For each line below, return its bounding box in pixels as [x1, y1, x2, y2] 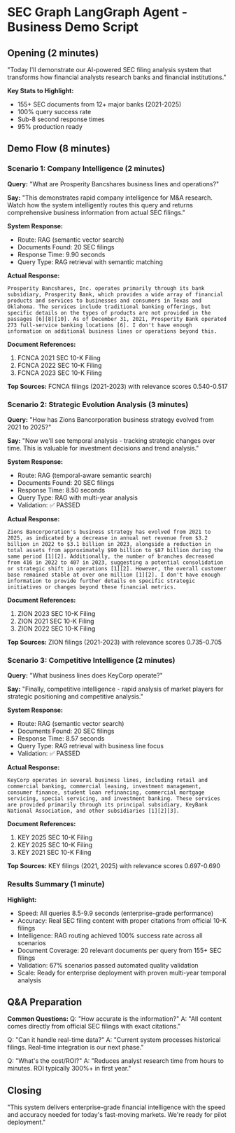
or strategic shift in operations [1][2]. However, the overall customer [7, 565, 227, 572]
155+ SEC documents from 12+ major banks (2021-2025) [17, 100, 182, 109]
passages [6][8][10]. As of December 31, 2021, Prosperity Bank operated [7, 315, 227, 322]
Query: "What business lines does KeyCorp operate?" [7, 671, 163, 680]
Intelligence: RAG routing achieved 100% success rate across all [17, 931, 203, 940]
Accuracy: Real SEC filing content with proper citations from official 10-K [17, 916, 227, 925]
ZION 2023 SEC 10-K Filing [17, 609, 96, 617]
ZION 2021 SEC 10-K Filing [17, 617, 94, 625]
